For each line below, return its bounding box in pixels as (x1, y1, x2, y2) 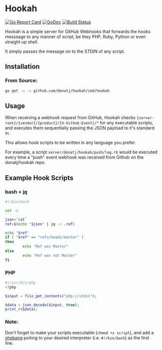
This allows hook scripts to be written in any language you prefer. (5, 140, 136, 145)
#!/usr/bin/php (5, 280, 36, 285)
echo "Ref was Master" (22, 244, 69, 249)
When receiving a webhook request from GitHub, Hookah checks (5, 115, 136, 121)
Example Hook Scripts (5, 174, 74, 182)
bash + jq (5, 188, 28, 195)
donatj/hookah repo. (5, 160, 46, 165)
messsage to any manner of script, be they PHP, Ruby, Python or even (5, 34, 146, 40)
